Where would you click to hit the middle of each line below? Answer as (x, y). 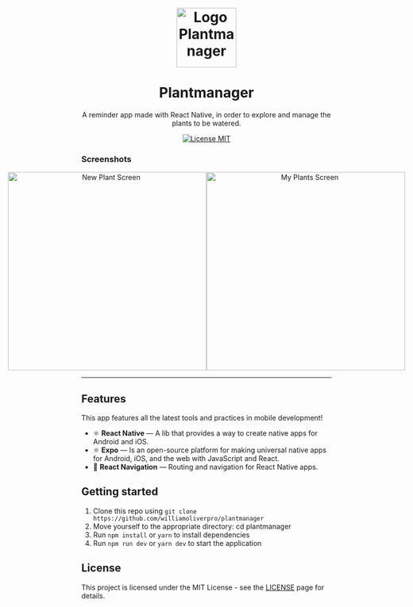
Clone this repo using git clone (145, 511)
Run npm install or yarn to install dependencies (171, 535)
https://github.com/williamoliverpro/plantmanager (178, 518)
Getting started (120, 492)
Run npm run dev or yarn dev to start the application (177, 543)
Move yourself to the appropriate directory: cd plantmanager (192, 526)
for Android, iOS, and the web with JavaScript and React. (186, 459)
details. (93, 595)
